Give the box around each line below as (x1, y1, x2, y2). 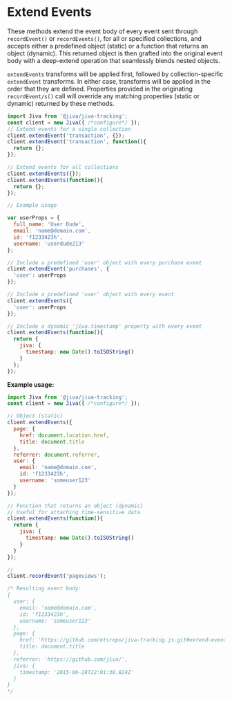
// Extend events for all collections (7, 164, 119, 171)
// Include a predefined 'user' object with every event (7, 291, 175, 298)
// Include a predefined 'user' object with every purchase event (7, 259, 202, 266)
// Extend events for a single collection (7, 125, 131, 132)
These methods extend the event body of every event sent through (7, 27, 198, 35)
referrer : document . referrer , (13, 451, 100, 458)
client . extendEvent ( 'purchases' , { (7, 266, 110, 273)
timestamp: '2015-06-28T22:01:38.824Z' (19, 668, 135, 675)
